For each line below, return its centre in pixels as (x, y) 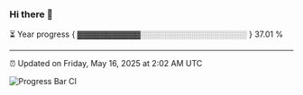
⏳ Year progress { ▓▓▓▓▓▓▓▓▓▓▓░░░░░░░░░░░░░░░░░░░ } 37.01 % (147, 34)
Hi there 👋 (32, 14)
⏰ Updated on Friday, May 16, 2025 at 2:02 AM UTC (106, 64)
